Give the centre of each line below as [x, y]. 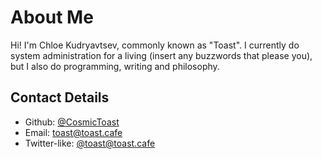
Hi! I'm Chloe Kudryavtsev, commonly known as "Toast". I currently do [155, 45]
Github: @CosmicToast [72, 122]
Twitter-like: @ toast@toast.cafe [90, 143]
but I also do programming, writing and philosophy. [115, 66]
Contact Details [60, 97]
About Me [52, 17]
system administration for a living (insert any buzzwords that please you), [161, 55]
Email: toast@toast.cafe [73, 132]
